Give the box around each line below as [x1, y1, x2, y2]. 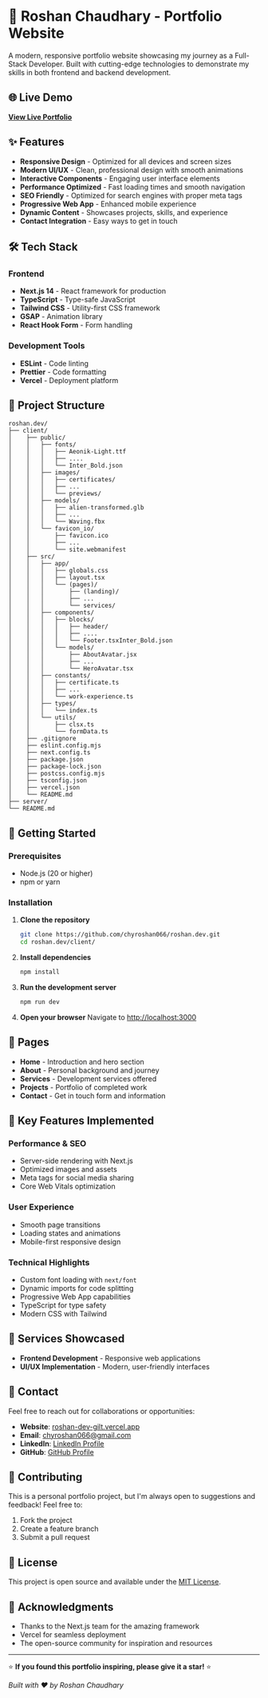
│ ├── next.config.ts [8, 749, 91, 757]
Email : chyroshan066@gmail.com [19, 1430, 132, 1440]
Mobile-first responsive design [19, 1237, 121, 1246]
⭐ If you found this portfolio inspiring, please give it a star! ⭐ [8, 1662, 211, 1671]
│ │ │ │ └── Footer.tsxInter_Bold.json [8, 637, 173, 645]
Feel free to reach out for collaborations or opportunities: [8, 1406, 195, 1416]
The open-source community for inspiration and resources [19, 1639, 213, 1648]
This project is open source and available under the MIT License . [8, 1577, 222, 1587]
